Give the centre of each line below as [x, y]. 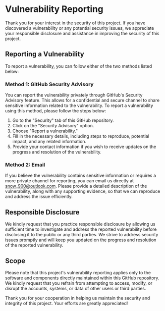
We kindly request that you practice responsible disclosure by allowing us [80, 224]
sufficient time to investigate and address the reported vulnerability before [81, 229]
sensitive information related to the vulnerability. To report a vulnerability [79, 105]
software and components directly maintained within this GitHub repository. [82, 278]
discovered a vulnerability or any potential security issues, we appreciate [80, 28]
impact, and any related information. [49, 142]
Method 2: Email [25, 164]
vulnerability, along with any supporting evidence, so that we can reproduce [83, 191]
